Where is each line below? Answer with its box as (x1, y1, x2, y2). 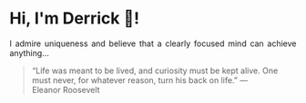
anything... (9, 47, 50, 58)
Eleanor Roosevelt (31, 84, 100, 95)
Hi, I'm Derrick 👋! (9, 8, 139, 29)
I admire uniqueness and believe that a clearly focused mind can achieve (9, 38, 297, 49)
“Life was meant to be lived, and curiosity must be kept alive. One (31, 65, 279, 76)
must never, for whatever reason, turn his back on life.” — (31, 74, 249, 85)
